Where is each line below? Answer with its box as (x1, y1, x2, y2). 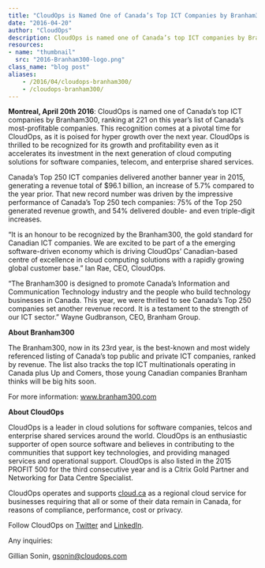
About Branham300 (8, 328, 75, 337)
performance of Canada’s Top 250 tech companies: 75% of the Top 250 (8, 198, 242, 207)
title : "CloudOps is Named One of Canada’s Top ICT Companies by (8, 11, 227, 20)
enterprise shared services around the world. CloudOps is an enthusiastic (8, 431, 248, 441)
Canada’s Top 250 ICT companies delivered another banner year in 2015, (8, 172, 245, 182)
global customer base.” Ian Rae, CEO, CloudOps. (8, 263, 166, 273)
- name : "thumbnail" (8, 48, 77, 56)
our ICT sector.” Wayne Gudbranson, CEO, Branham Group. (8, 312, 201, 322)
